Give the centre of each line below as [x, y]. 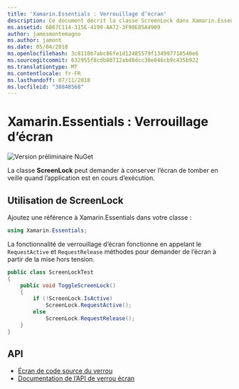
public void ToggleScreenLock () [68, 285]
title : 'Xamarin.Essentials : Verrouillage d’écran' [87, 14]
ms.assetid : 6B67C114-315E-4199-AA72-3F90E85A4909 [84, 27]
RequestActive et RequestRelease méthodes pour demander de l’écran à [112, 251]
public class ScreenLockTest [51, 272]
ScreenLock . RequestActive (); [89, 305]
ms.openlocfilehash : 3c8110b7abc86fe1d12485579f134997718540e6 [103, 54]
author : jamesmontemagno [44, 34]
